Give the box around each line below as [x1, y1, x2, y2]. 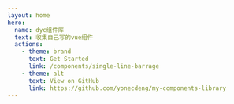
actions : [14, 41, 43, 48]
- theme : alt [21, 70, 65, 77]
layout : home [7, 11, 50, 20]
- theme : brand [21, 48, 72, 56]
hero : [7, 19, 25, 27]
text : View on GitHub [28, 77, 100, 84]
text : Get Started [28, 56, 89, 63]
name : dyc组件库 [14, 26, 65, 34]
